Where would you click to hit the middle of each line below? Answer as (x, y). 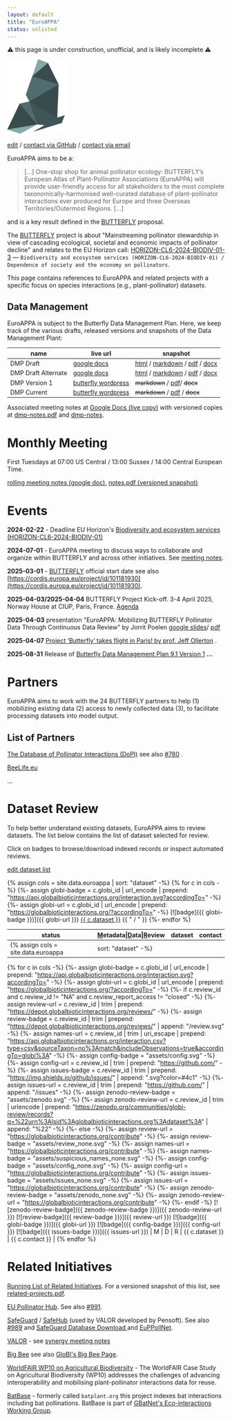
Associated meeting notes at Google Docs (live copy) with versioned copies (115, 408)
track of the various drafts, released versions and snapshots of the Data (109, 331)
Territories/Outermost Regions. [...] (74, 208)
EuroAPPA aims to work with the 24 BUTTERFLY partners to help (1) (103, 701)
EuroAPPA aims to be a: (40, 158)
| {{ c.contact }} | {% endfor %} (52, 1239)
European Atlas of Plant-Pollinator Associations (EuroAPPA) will (114, 179)
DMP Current (29, 392)
